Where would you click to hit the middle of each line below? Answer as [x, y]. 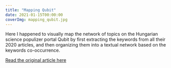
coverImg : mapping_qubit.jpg [36, 19]
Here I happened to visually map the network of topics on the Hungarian [82, 34]
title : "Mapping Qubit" [31, 10]
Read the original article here [36, 60]
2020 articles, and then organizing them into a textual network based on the [86, 45]
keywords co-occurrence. [33, 50]
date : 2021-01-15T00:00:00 [34, 15]
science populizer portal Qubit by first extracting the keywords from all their [85, 39]
